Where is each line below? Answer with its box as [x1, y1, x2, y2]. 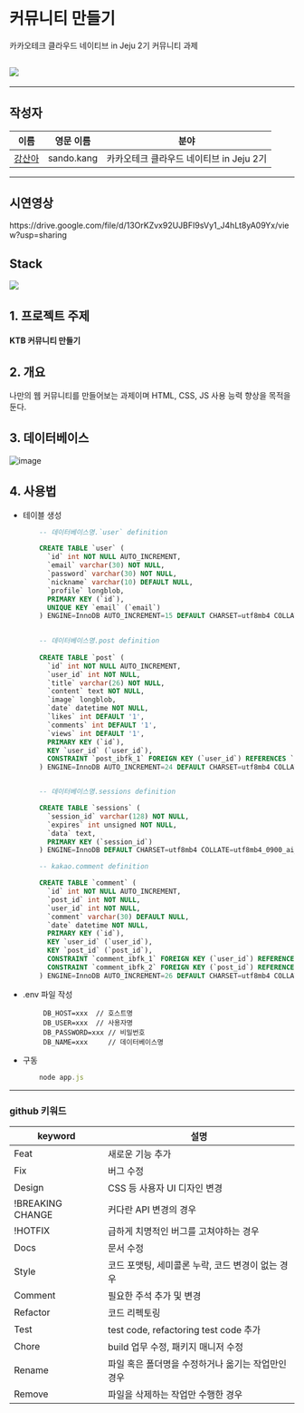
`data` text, [46, 829, 97, 838]
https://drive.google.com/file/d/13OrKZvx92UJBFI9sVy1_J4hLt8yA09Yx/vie [9, 220, 290, 231]
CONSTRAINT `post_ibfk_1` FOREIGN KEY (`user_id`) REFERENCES [46, 754, 287, 763]
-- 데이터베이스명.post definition [39, 636, 160, 645]
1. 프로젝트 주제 [9, 308, 90, 323]
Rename [14, 1363, 50, 1376]
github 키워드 [9, 1104, 67, 1117]
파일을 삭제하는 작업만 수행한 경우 [108, 1388, 243, 1400]
